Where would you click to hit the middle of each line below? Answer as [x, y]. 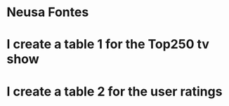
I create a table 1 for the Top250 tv [108, 45]
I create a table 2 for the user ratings [115, 91]
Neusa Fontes [48, 12]
